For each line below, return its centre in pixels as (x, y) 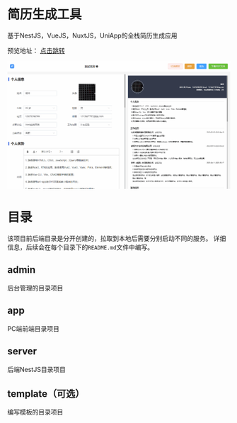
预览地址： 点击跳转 (36, 50)
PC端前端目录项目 (34, 328)
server (22, 351)
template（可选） (46, 394)
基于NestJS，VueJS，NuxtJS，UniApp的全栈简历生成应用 (92, 35)
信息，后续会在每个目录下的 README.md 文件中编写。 (81, 247)
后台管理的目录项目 (35, 288)
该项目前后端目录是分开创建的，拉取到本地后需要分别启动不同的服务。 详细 (117, 239)
